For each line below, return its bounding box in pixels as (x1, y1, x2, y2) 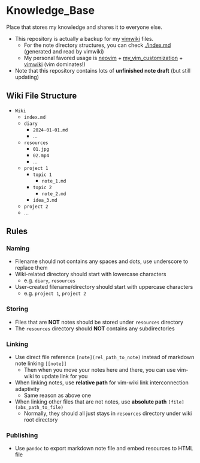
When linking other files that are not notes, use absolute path (14, 398, 167, 405)
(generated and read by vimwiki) (23, 47, 104, 55)
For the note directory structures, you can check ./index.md (23, 41, 171, 49)
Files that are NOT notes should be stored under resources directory (14, 318, 184, 325)
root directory (23, 416, 58, 423)
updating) (14, 73, 40, 80)
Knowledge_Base (6, 4, 95, 17)
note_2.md (41, 190, 66, 197)
